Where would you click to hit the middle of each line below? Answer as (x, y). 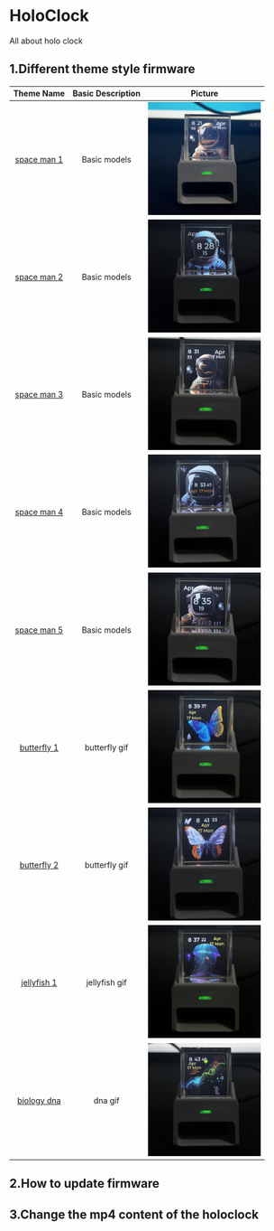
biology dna (39, 1100)
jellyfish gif (107, 982)
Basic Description (107, 94)
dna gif (106, 1100)
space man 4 (39, 512)
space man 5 (39, 630)
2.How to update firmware (85, 1184)
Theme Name (39, 94)
